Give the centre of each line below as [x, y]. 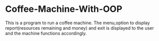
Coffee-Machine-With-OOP [64, 9]
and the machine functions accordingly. [46, 33]
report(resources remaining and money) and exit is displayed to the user [79, 28]
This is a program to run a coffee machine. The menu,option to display [77, 23]
